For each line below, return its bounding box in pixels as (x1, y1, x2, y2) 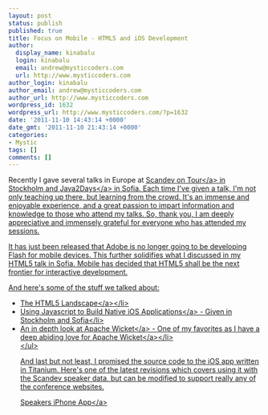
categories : (8, 131, 48, 139)
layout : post (8, 11, 52, 20)
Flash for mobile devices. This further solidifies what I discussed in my (8, 250, 242, 260)
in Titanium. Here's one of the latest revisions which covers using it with (19, 365, 258, 375)
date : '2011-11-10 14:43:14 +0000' (8, 116, 128, 124)
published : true (8, 26, 63, 34)
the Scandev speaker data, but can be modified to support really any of (19, 373, 257, 383)
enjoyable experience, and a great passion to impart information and (8, 201, 235, 211)
